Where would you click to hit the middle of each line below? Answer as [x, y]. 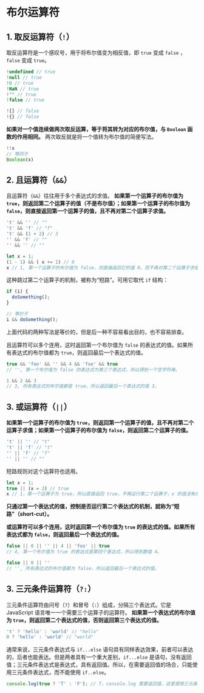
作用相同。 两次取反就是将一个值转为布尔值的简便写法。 [87, 137]
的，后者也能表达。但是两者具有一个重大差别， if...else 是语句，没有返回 [99, 657]
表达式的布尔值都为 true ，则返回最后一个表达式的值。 [79, 352]
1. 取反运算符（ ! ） [40, 37]
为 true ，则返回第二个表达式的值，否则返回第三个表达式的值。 [84, 620]
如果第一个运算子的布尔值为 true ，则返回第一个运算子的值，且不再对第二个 [100, 423]
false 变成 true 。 [28, 60]
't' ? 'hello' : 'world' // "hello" [53, 631]
